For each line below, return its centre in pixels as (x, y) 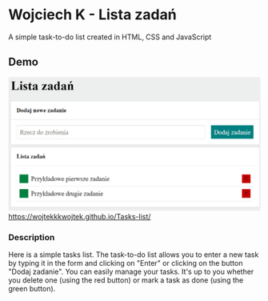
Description (32, 237)
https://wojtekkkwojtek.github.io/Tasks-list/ (80, 217)
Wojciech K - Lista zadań (93, 15)
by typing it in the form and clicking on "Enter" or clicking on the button (126, 263)
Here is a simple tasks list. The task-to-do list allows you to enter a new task (134, 255)
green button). (32, 289)
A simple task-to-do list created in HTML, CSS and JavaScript (110, 37)
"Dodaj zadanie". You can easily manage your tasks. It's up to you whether (131, 272)
